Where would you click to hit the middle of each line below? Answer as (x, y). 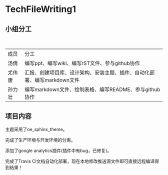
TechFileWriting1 (41, 9)
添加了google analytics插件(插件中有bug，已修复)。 (58, 150)
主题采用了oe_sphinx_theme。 (36, 129)
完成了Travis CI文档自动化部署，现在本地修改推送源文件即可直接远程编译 (80, 161)
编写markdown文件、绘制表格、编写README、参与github (92, 89)
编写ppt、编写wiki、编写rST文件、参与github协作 (82, 63)
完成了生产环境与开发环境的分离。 (40, 140)
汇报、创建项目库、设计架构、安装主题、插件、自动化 (87, 72)
